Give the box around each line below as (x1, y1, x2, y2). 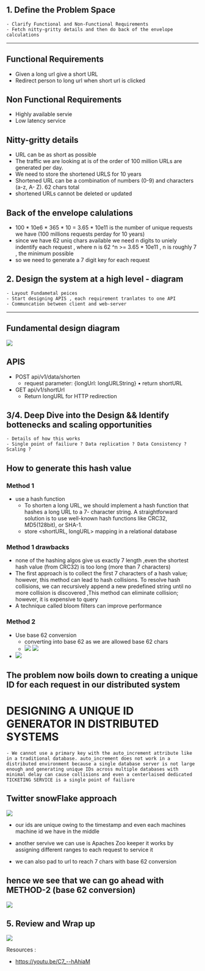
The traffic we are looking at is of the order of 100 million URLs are (15, 158, 182, 165)
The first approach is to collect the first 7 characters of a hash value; (15, 570, 188, 577)
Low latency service (15, 117, 66, 125)
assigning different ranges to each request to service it (15, 846, 154, 853)
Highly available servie (15, 111, 73, 118)
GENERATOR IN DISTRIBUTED (6, 717, 159, 731)
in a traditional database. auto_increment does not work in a (6, 755, 171, 762)
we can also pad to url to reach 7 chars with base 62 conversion (15, 857, 177, 865)
